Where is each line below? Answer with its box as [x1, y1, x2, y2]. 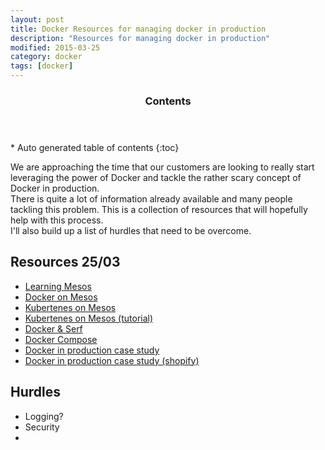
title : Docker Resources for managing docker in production [10, 24, 267, 34]
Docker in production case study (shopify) [24, 354, 200, 366]
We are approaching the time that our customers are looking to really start [10, 161, 315, 173]
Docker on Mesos [24, 291, 98, 303]
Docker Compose [24, 333, 98, 345]
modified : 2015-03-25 [10, 42, 101, 53]
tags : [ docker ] [10, 61, 74, 71]
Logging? [24, 410, 64, 422]
